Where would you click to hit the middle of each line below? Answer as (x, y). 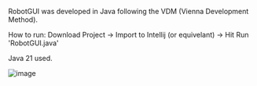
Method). (23, 20)
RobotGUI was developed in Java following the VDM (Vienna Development (128, 11)
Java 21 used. (30, 58)
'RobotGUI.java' (33, 43)
